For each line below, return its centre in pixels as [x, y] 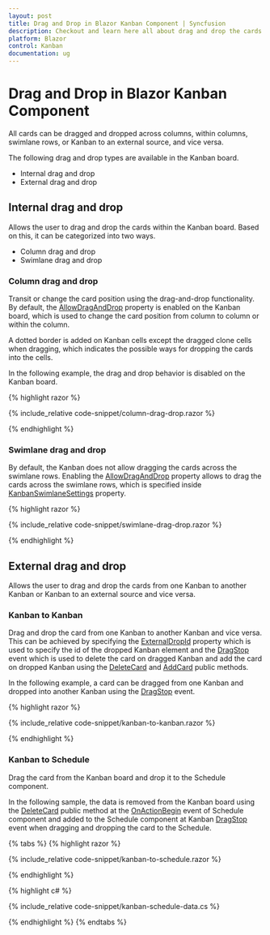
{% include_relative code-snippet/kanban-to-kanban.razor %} [112, 723]
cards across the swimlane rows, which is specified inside [105, 485]
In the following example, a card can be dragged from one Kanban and [126, 683]
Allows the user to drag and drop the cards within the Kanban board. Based [134, 227]
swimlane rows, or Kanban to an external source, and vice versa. [116, 142]
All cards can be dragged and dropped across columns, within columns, [128, 133]
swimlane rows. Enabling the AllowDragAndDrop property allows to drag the [135, 476]
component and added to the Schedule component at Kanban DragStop [128, 819]
